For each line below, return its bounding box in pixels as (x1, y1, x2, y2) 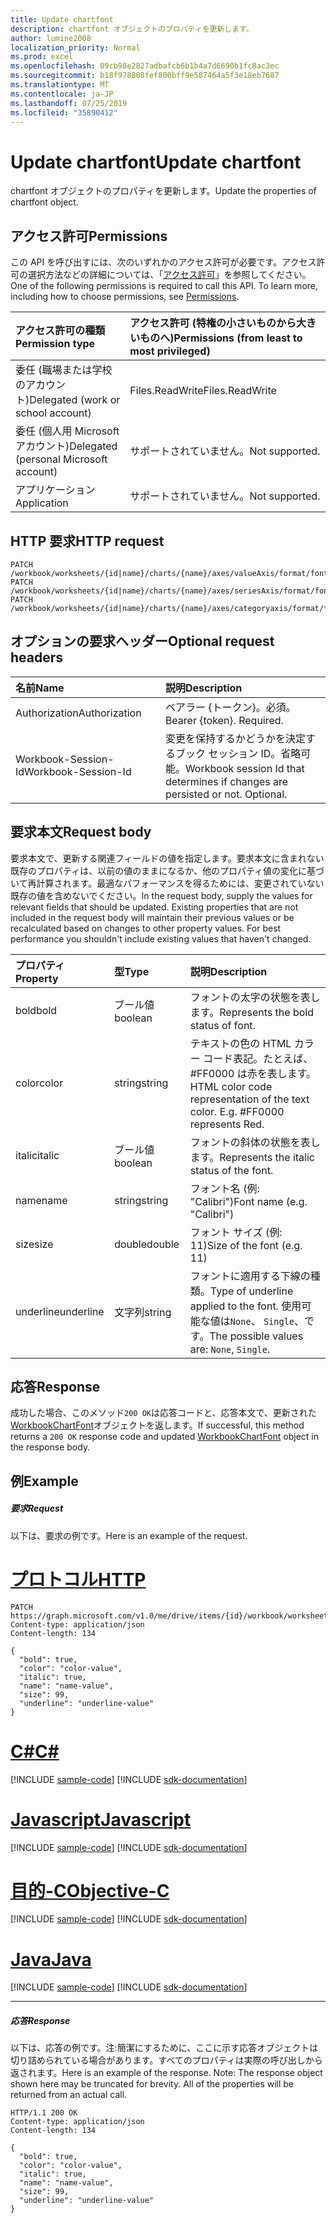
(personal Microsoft (15, 452, 108, 466)
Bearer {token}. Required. (164, 713, 284, 727)
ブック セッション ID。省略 (174, 746, 302, 760)
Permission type (15, 337, 96, 351)
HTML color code (189, 1079, 273, 1093)
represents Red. (189, 1117, 265, 1131)
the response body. (10, 1441, 91, 1453)
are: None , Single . (189, 1342, 271, 1356)
